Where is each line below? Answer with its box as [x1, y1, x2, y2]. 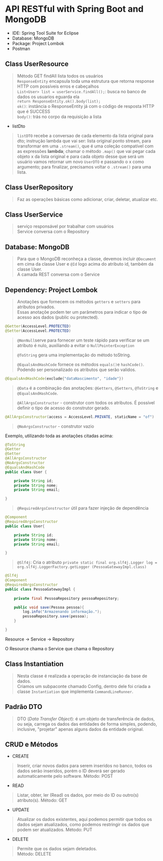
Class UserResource [5, 60, 69, 68]
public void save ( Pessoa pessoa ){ [14, 605, 84, 610]
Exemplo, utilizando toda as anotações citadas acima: [5, 433, 114, 439]
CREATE [12, 753, 29, 759]
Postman [12, 46, 30, 51]
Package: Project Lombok [12, 40, 65, 46]
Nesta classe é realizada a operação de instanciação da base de [17, 673, 148, 679]
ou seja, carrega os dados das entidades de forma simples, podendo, [17, 721, 158, 727]
